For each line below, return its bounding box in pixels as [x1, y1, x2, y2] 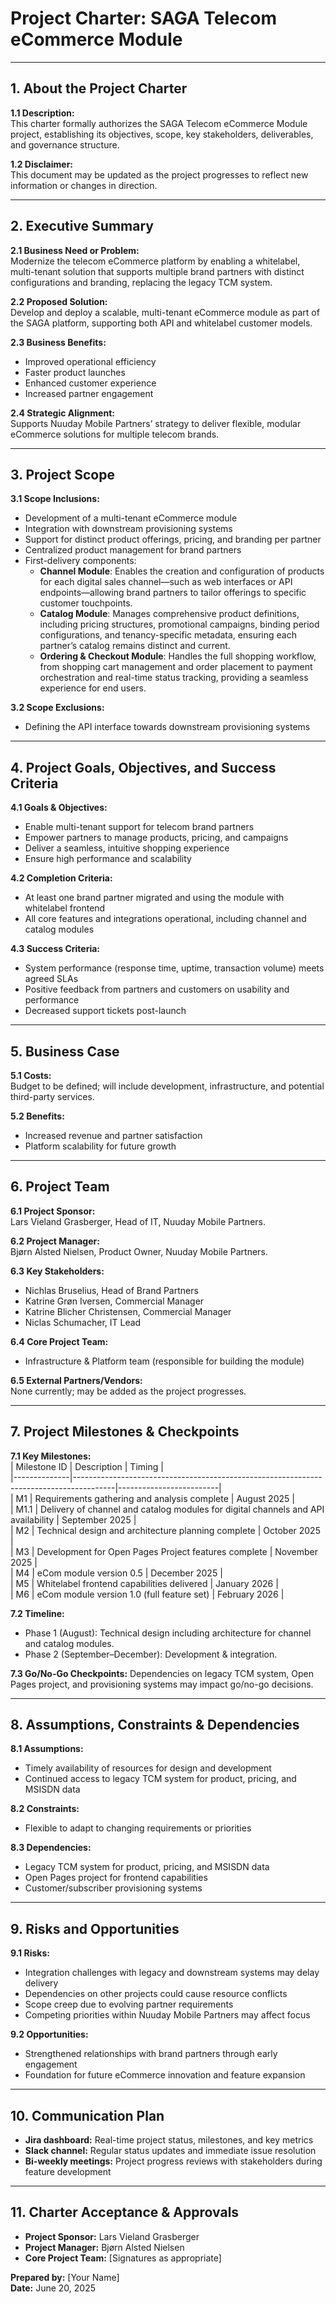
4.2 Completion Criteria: [10, 872, 113, 884]
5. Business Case [10, 1043, 120, 1060]
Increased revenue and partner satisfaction [24, 1130, 203, 1141]
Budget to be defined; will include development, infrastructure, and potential [10, 1080, 325, 1092]
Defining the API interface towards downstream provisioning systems [24, 721, 311, 733]
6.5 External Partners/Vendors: [10, 1374, 143, 1386]
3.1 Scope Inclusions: [10, 493, 100, 505]
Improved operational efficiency [24, 355, 157, 367]
